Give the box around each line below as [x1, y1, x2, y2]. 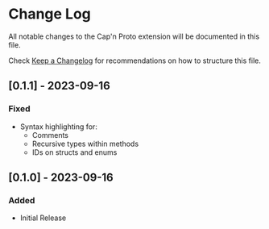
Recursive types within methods [31, 139, 139, 148]
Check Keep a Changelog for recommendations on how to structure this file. [8, 56, 262, 65]
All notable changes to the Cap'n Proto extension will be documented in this [8, 31, 260, 41]
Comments [31, 130, 69, 139]
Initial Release [19, 213, 67, 223]
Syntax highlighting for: [19, 122, 98, 131]
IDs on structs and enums [31, 147, 118, 157]
